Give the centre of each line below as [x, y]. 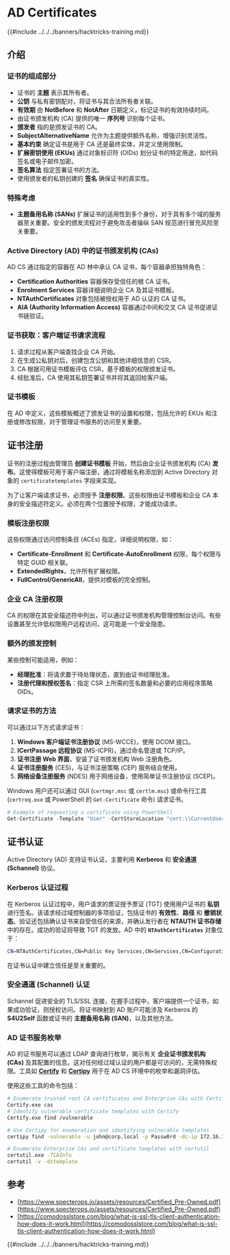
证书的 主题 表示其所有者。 [55, 92]
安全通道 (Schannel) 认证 [49, 985]
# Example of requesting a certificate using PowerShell [90, 812]
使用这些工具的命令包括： [43, 1085]
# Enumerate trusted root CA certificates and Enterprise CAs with [105, 1099]
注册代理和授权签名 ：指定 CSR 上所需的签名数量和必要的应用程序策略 [115, 683]
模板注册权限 [28, 523]
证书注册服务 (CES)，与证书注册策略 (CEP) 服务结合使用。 [99, 768]
